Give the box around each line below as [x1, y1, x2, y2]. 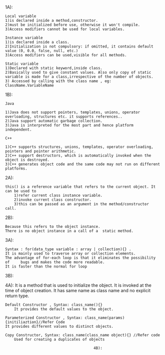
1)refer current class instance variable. [14, 193, 103, 198]
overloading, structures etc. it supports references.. [5, 114, 123, 119]
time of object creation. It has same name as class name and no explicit [5, 288, 151, 293]
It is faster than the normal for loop [5, 264, 87, 269]
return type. [5, 293, 30, 299]
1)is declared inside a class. [5, 40, 70, 44]
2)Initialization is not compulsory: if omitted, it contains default [5, 44, 154, 49]
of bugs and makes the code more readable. [5, 260, 105, 265]
